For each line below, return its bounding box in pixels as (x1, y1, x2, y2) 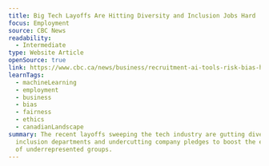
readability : (8, 34, 52, 42)
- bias (15, 101, 38, 109)
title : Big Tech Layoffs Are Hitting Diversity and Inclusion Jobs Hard (8, 11, 256, 20)
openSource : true (8, 57, 66, 65)
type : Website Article (8, 49, 84, 57)
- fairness (15, 109, 52, 117)
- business (15, 93, 52, 101)
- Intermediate (15, 41, 66, 49)
